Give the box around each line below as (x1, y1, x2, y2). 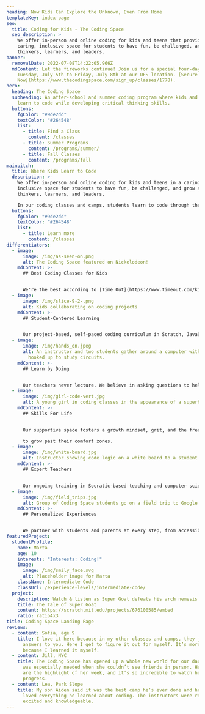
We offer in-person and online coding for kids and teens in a (17, 180, 182, 186)
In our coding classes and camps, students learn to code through (17, 202, 190, 208)
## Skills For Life (22, 411, 72, 417)
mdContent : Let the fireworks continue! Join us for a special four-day (12, 65, 201, 72)
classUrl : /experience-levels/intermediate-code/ (17, 584, 146, 590)
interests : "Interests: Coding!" (17, 556, 103, 562)
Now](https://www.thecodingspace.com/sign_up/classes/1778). (17, 77, 176, 83)
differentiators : (6, 242, 51, 248)
